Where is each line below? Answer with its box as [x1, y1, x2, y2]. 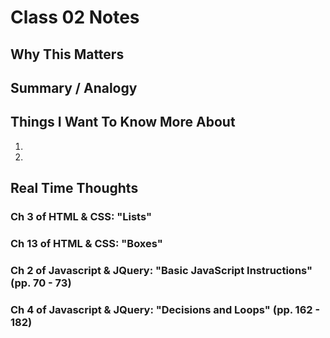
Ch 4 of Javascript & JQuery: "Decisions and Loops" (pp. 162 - [10, 302, 321, 316]
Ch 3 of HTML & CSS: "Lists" [10, 210, 153, 224]
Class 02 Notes [10, 6, 140, 29]
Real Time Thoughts [10, 180, 139, 197]
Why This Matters [10, 46, 125, 63]
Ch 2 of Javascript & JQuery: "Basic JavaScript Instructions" [10, 263, 313, 277]
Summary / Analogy [10, 79, 138, 96]
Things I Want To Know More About [10, 114, 236, 131]
